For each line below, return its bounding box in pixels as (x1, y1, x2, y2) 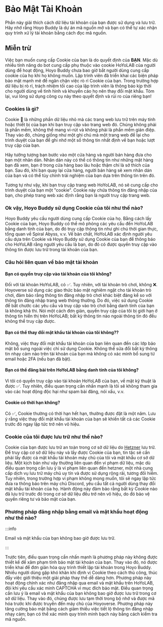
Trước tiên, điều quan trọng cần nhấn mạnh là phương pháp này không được (5, 554, 158, 560)
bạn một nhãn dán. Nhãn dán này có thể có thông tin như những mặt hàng (5, 157, 154, 163)
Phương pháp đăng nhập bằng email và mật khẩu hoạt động (5, 509, 148, 515)
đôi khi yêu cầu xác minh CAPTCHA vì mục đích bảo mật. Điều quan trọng (5, 585, 153, 591)
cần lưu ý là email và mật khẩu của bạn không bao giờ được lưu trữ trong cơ (5, 590, 157, 596)
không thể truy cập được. (5, 318, 56, 324)
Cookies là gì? (5, 105, 39, 112)
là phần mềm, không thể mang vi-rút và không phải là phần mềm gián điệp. (5, 127, 156, 133)
